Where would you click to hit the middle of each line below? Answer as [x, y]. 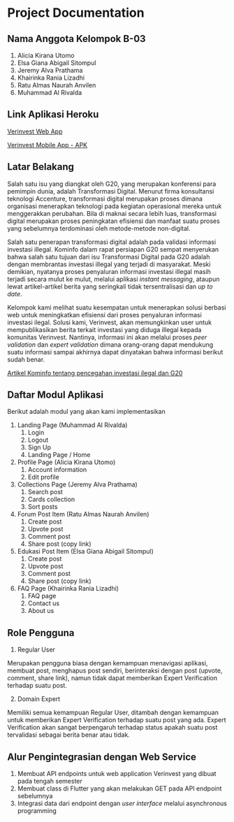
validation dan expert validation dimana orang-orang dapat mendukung [110, 345]
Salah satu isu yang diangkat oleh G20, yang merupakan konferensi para [112, 184]
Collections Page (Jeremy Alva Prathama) [77, 484]
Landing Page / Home [59, 455]
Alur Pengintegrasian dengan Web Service [102, 757]
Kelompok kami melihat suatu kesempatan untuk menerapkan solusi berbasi [117, 307]
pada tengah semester [50, 781]
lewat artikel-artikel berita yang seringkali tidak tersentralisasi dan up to [110, 286]
